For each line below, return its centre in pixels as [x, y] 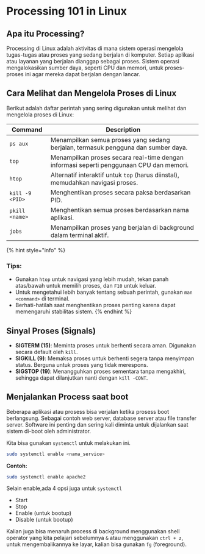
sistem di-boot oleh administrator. [49, 431]
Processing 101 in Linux [67, 11]
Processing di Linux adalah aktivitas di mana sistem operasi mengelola [95, 48]
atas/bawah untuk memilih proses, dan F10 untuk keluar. [86, 286]
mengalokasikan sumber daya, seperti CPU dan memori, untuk [85, 68]
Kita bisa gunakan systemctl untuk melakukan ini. [69, 442]
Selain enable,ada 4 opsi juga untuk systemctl [64, 488]
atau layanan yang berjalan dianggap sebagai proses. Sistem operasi [93, 61]
